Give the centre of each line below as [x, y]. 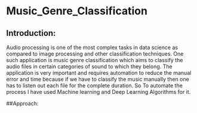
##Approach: [22, 103]
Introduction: [31, 33]
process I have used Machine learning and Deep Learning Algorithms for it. [98, 92]
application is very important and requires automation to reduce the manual [99, 73]
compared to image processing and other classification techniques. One [95, 54]
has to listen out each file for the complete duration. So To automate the [95, 85]
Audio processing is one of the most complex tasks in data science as [92, 47]
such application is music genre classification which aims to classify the [95, 60]
